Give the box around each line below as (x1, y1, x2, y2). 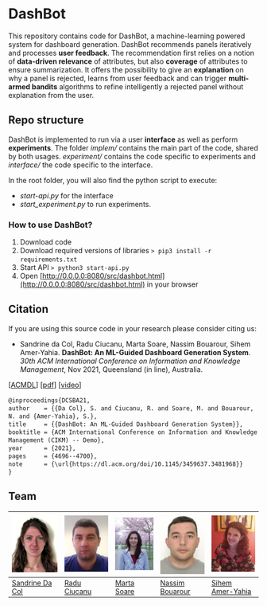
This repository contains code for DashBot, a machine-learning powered (8, 31, 246, 41)
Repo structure (8, 113, 84, 127)
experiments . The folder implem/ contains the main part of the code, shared (8, 143, 258, 152)
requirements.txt (19, 256, 78, 264)
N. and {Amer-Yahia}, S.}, (8, 412, 98, 420)
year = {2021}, (8, 444, 77, 452)
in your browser (146, 280, 199, 289)
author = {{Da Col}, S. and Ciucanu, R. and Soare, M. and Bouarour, (8, 404, 254, 412)
